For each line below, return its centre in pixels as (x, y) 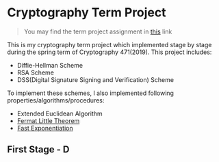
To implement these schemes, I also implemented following (91, 93)
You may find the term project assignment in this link (98, 31)
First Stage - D (38, 149)
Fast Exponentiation (45, 128)
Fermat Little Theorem (48, 120)
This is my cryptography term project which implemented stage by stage (109, 44)
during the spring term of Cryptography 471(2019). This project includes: (109, 52)
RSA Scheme (36, 72)
